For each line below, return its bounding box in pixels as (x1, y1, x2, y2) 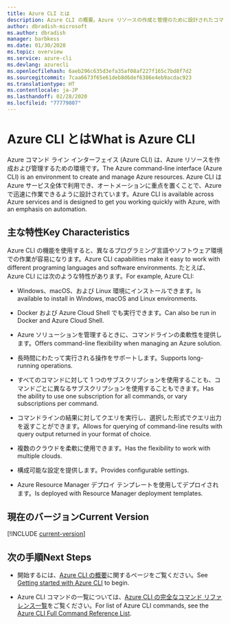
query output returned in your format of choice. (16, 429, 152, 438)
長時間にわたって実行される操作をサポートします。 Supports (16, 354, 187, 362)
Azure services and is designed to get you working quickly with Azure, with (7, 197, 220, 206)
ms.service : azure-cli (7, 55, 72, 62)
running (16, 361, 40, 369)
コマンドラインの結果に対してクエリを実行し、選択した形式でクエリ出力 (16, 413, 222, 422)
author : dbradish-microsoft (7, 23, 88, 30)
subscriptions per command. (16, 399, 99, 407)
